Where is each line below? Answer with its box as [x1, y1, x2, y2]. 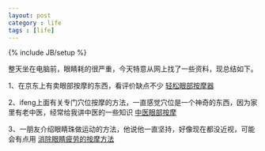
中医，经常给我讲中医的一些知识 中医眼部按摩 [28, 108, 176, 117]
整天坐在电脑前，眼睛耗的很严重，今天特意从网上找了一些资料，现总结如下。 [8, 64, 258, 74]
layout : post [8, 11, 51, 20]
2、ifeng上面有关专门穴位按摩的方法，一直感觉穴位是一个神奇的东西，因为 [8, 98, 251, 108]
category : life [8, 19, 62, 27]
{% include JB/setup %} [8, 48, 87, 58]
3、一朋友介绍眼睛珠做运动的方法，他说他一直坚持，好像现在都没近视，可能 [8, 124, 256, 134]
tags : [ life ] [8, 26, 55, 34]
